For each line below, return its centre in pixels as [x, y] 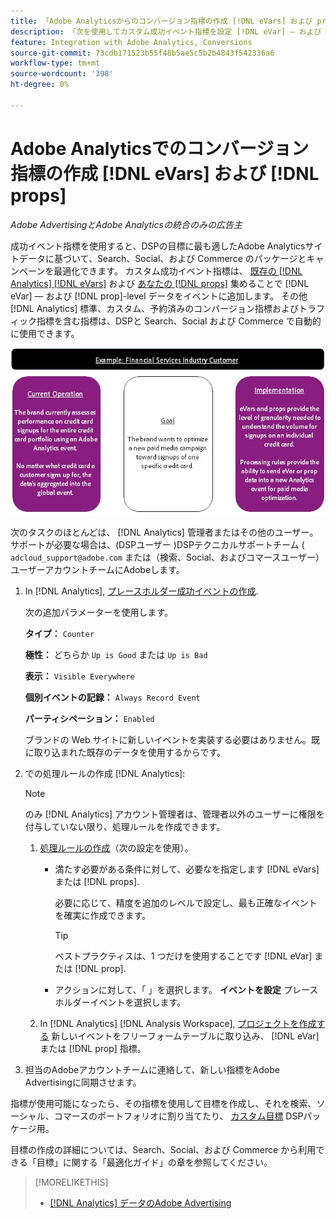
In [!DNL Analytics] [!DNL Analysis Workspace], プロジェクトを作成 [178, 1024]
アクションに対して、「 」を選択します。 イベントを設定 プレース [186, 990]
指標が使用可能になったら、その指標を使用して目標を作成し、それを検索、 [163, 1104]
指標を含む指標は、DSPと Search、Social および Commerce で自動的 [179, 321]
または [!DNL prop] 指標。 [93, 1049]
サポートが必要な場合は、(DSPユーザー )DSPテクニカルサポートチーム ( [157, 545]
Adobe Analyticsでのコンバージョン [160, 148]
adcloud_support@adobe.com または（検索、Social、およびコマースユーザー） [167, 557]
